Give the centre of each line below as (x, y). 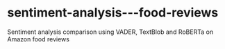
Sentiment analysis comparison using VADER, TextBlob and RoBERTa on (110, 32)
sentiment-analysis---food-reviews (113, 13)
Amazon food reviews (38, 39)
